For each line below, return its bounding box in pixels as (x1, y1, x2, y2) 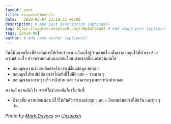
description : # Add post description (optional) (5, 21, 110, 27)
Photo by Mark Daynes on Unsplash (5, 112, 81, 119)
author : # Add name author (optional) (5, 36, 88, 41)
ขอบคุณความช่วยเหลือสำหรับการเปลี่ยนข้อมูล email (12, 65, 99, 71)
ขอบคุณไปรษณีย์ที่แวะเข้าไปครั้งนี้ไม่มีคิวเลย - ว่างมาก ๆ (12, 71, 105, 77)
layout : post (5, 7, 33, 13)
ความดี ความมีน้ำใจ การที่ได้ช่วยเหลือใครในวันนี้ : (5, 87, 85, 93)
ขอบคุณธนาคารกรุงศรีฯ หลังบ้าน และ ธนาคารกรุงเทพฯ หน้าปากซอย (12, 76, 124, 82)
